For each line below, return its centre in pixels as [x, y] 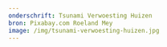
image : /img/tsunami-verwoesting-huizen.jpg [84, 30]
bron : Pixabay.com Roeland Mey [61, 23]
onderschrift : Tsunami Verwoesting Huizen [80, 16]
